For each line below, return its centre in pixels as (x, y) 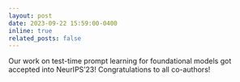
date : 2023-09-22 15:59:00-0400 (63, 23)
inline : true (30, 31)
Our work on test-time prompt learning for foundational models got (120, 61)
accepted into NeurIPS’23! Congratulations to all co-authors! (109, 70)
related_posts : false (45, 38)
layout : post (30, 16)
